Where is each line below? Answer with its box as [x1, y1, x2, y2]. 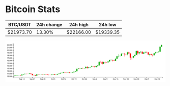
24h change [36, 22, 63, 28]
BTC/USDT [8, 22, 32, 28]
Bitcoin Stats [5, 4, 61, 15]
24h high [69, 22, 89, 28]
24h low [98, 22, 117, 28]
